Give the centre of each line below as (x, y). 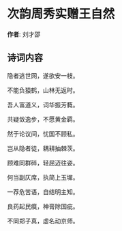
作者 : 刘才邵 (24, 34)
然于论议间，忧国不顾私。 (43, 133)
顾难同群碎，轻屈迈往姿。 (43, 163)
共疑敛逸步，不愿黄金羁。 (43, 119)
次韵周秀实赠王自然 (61, 14)
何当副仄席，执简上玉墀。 (43, 177)
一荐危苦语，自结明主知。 (43, 191)
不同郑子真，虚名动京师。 (43, 221)
